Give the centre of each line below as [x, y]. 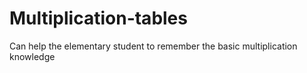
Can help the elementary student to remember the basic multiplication [153, 46]
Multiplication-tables [98, 18]
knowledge [32, 56]
